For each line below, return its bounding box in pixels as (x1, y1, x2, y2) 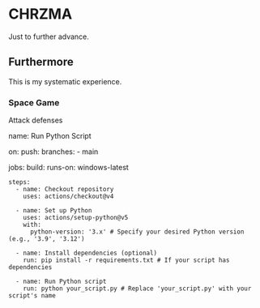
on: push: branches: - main (8, 147, 99, 156)
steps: (8, 178, 31, 186)
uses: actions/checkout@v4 (23, 192, 114, 201)
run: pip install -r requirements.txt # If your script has (23, 256, 230, 264)
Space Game (8, 96, 60, 108)
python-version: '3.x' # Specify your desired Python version (29, 228, 245, 236)
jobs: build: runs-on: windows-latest (8, 163, 130, 173)
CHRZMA (8, 5, 73, 24)
